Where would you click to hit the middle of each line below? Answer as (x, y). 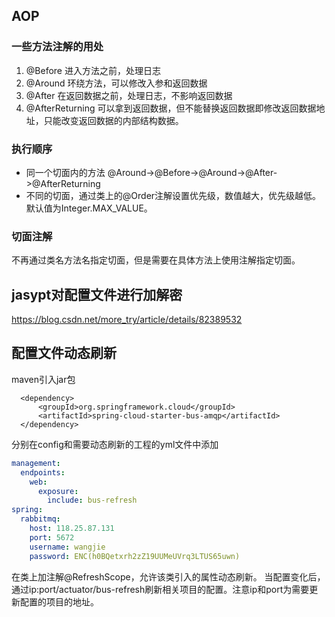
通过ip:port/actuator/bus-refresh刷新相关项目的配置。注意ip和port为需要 (160, 589)
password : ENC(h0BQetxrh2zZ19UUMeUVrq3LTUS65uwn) (135, 556)
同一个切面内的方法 (65, 172)
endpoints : (43, 472)
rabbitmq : (40, 519)
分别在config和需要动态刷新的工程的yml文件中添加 (115, 444)
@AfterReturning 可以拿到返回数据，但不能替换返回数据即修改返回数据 (171, 108)
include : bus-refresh (92, 500)
